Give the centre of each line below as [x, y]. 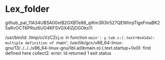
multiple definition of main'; [37, 42]
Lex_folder [27, 9]
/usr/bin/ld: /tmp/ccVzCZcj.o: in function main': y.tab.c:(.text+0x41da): [80, 37]
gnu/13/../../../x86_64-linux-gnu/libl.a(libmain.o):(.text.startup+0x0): [74, 48]
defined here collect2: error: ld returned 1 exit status [58, 53]
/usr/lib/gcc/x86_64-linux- [96, 42]
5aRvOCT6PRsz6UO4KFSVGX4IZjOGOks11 [49, 28]
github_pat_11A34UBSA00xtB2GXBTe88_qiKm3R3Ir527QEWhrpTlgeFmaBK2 [82, 23]
